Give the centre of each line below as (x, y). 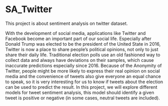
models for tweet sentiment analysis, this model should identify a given (80, 92)
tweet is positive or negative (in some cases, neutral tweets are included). (83, 98)
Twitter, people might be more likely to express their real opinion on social (83, 71)
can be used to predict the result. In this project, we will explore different (81, 87)
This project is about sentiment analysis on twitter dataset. (67, 23)
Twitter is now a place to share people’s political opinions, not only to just (82, 49)
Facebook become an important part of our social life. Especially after (78, 39)
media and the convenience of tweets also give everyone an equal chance (83, 76)
